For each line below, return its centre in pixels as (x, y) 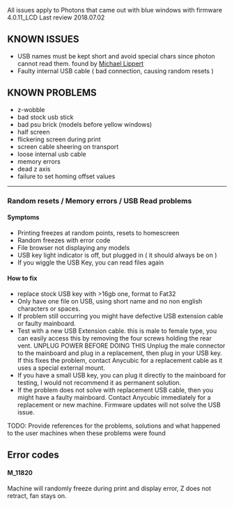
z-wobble (31, 109)
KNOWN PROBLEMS (52, 93)
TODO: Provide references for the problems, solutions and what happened (114, 426)
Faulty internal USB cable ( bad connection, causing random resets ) (115, 71)
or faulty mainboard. (47, 323)
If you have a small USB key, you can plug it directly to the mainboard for (122, 375)
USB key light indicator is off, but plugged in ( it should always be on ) (117, 255)
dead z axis (34, 169)
